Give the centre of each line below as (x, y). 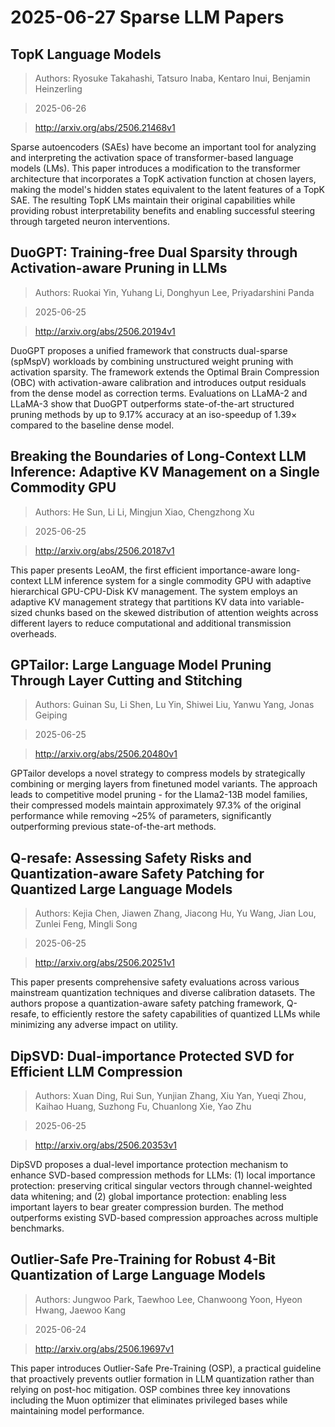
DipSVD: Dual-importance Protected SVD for (152, 1056)
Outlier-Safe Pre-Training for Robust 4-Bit (143, 1259)
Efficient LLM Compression (96, 1071)
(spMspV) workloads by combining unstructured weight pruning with (152, 361)
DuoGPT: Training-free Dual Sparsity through (154, 252)
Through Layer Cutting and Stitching (126, 681)
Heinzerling (58, 89)
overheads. (33, 633)
